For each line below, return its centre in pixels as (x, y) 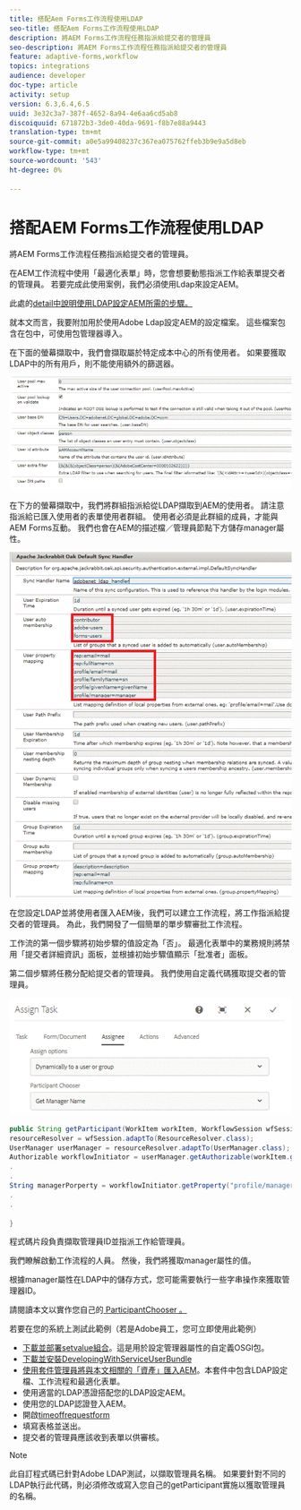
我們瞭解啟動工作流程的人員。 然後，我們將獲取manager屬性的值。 (133, 1261)
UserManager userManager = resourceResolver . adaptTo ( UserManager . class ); (150, 1148)
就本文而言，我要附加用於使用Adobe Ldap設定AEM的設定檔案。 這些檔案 (143, 322)
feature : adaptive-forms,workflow (74, 57)
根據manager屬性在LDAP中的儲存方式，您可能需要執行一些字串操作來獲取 (146, 1280)
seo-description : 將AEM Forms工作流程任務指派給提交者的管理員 (118, 47)
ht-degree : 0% (36, 170)
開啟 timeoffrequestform (66, 1415)
